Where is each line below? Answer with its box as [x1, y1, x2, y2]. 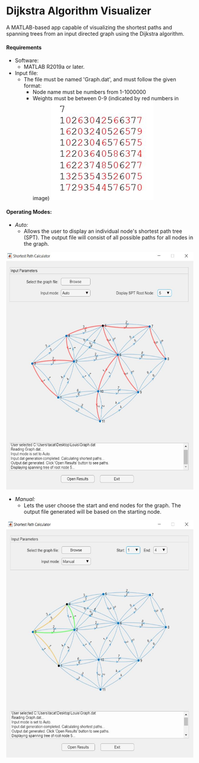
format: [23, 82, 42, 90]
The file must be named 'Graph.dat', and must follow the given [23, 76, 176, 83]
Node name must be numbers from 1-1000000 [32, 88, 147, 96]
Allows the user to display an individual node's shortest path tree [23, 227, 182, 235]
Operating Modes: [6, 208, 52, 215]
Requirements [6, 43, 42, 51]
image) [32, 195, 50, 202]
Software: [14, 57, 39, 64]
